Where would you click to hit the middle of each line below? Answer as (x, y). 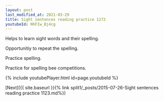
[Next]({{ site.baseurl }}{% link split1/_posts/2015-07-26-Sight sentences (82, 88)
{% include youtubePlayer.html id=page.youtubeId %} (62, 78)
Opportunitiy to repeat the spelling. (42, 48)
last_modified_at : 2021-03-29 (37, 15)
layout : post (19, 10)
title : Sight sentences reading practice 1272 (56, 19)
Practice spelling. (23, 58)
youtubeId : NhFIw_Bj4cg (31, 24)
